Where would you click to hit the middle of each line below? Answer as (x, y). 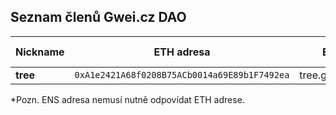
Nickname (40, 52)
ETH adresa (182, 52)
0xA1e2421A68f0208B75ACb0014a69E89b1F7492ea (182, 74)
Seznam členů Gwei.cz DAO (98, 17)
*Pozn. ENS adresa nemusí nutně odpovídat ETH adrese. (127, 99)
